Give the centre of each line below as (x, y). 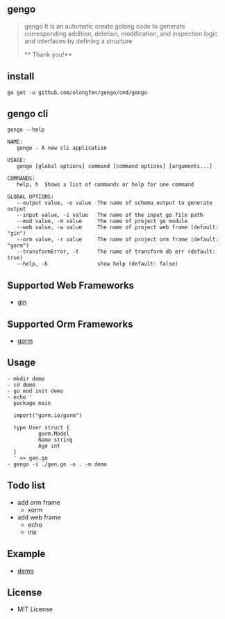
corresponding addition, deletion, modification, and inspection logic (121, 33)
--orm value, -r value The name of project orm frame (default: (117, 240)
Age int (49, 446)
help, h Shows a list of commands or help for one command (105, 185)
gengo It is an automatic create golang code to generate (105, 26)
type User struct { (42, 427)
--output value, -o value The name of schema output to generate (115, 203)
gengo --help (26, 130)
